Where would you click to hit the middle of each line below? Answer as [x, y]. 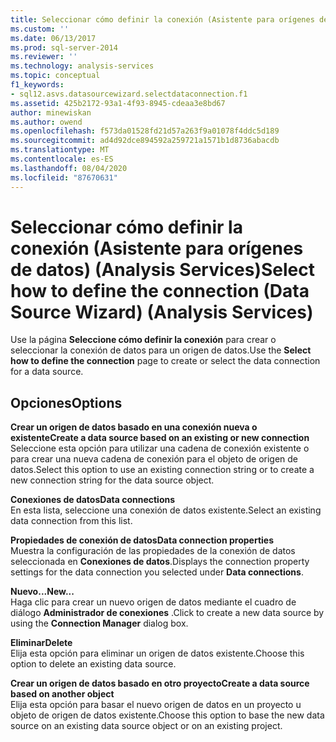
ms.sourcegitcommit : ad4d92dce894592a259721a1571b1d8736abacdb [145, 141]
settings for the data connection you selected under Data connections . [157, 572]
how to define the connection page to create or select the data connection [165, 361]
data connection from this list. [71, 521]
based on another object [62, 694]
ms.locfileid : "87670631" [64, 177]
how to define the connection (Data [160, 290]
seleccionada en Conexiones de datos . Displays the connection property [160, 562]
